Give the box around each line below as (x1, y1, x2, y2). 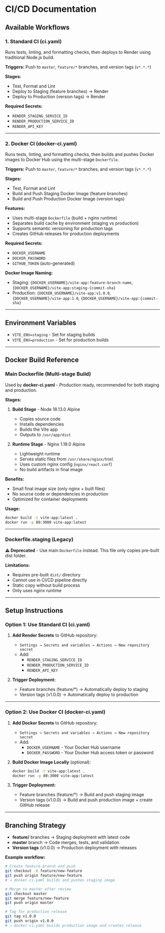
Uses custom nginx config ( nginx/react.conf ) (19, 461, 112, 467)
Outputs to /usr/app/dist (19, 431, 71, 438)
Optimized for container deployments (12, 496, 88, 502)
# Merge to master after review (5, 887, 71, 892)
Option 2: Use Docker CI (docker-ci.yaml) (5, 709, 106, 716)
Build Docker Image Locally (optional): (12, 759, 91, 765)
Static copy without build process (12, 582, 80, 588)
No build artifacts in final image (19, 466, 83, 472)
